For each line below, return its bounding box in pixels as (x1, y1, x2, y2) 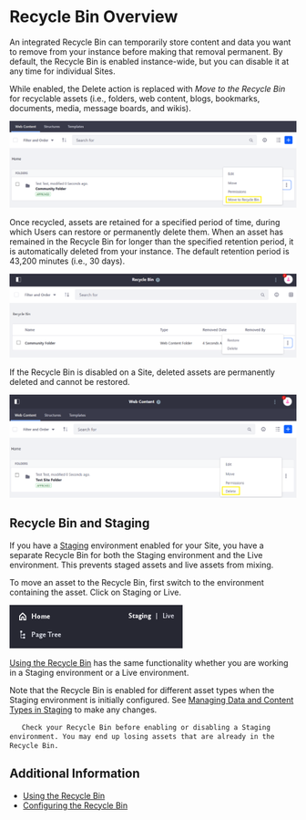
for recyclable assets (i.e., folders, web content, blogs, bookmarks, (9, 93, 260, 104)
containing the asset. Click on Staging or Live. (9, 586, 182, 597)
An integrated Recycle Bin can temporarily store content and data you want (9, 36, 291, 47)
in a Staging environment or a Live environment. (9, 667, 189, 678)
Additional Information (9, 766, 140, 782)
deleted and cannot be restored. (9, 377, 130, 388)
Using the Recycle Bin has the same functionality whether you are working (9, 657, 289, 668)
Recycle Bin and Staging (9, 515, 150, 531)
